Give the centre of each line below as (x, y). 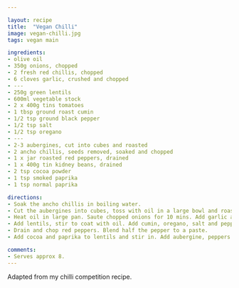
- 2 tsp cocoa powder (39, 172)
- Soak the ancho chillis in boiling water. (74, 204)
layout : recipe (30, 20)
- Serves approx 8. (36, 256)
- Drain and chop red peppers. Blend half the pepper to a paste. (108, 231)
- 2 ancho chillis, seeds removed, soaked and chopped (90, 152)
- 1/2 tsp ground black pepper (54, 119)
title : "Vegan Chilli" (43, 27)
